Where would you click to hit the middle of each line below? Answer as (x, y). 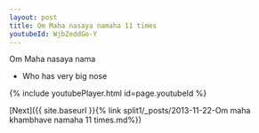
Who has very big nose (65, 76)
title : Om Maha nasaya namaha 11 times (83, 26)
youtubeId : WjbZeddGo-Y (53, 34)
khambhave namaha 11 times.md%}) (76, 120)
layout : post (33, 17)
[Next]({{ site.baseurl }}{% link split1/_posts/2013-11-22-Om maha (130, 111)
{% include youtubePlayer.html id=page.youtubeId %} (108, 93)
